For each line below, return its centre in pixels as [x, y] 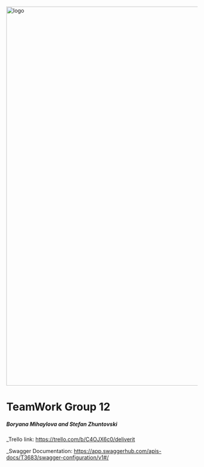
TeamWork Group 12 [58, 407]
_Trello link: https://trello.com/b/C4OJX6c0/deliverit [71, 439]
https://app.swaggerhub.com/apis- [118, 451]
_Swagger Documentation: [39, 451]
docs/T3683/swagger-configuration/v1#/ [58, 458]
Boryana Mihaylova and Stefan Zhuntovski [62, 424]
